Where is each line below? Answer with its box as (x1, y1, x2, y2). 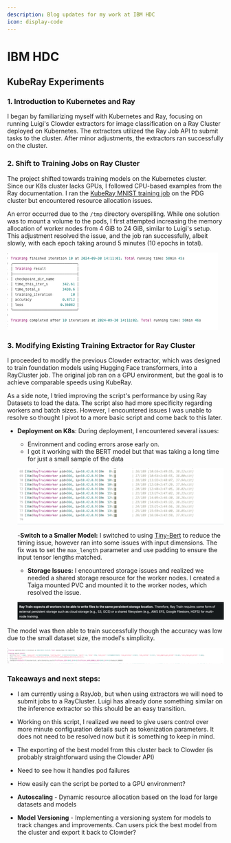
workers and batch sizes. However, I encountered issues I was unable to (7, 406, 212, 414)
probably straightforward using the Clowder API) (16, 753, 155, 761)
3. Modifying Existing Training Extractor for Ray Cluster (7, 340, 196, 350)
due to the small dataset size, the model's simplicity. (7, 633, 155, 642)
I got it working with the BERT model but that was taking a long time (27, 447, 219, 455)
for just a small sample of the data (27, 455, 124, 463)
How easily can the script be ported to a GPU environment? (16, 779, 186, 787)
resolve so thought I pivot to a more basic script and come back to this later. (7, 413, 223, 421)
